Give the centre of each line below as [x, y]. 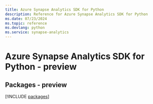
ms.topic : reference [26, 23]
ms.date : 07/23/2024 [26, 19]
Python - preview [41, 67]
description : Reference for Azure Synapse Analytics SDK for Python [76, 14]
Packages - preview [36, 85]
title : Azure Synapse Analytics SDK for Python [55, 10]
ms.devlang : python [25, 28]
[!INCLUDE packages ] [27, 96]
